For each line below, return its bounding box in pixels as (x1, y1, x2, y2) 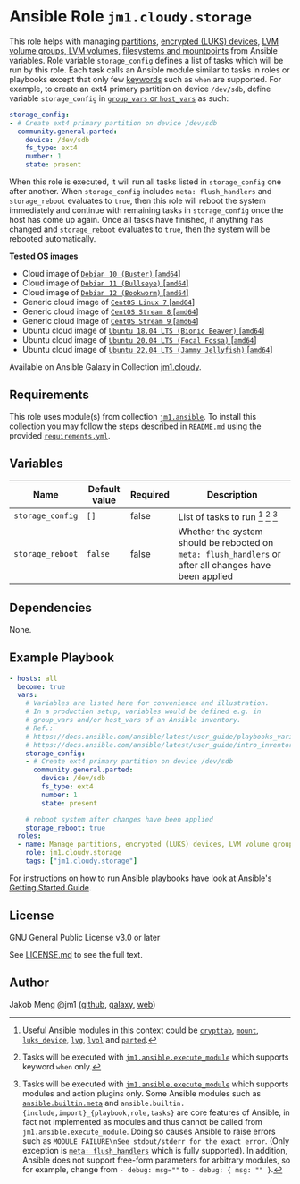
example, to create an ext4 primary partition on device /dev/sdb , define (9, 83, 271, 94)
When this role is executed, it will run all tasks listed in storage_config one (9, 176, 282, 187)
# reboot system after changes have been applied (25, 814, 214, 824)
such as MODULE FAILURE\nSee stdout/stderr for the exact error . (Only (21, 1135, 290, 1146)
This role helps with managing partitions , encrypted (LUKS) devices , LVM (9, 36, 279, 47)
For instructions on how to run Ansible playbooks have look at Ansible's (9, 873, 272, 883)
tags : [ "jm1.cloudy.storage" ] (25, 856, 138, 865)
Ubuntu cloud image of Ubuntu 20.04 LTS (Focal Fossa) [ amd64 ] (21, 335, 257, 345)
